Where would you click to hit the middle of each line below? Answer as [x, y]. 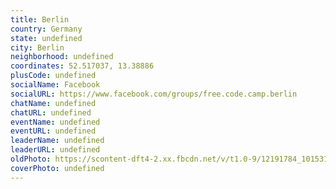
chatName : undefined [53, 103]
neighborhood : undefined [62, 57]
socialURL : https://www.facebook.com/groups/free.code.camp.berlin [154, 94]
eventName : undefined [55, 122]
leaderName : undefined [57, 141]
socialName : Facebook [55, 85]
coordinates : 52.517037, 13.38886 [82, 66]
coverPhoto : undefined [57, 168]
